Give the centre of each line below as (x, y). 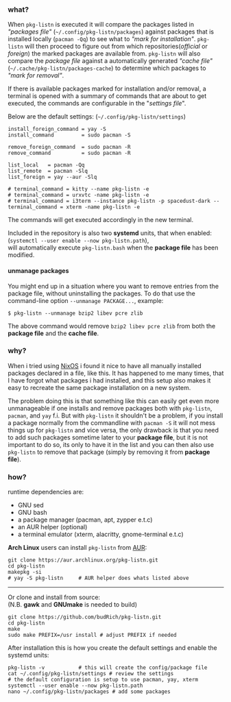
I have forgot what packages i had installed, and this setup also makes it (109, 380)
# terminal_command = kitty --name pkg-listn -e (78, 189)
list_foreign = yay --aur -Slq (52, 177)
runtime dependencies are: (46, 492)
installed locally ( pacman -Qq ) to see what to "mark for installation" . (102, 39)
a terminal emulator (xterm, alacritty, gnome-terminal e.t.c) (100, 534)
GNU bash (32, 513)
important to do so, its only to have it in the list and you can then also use (111, 444)
